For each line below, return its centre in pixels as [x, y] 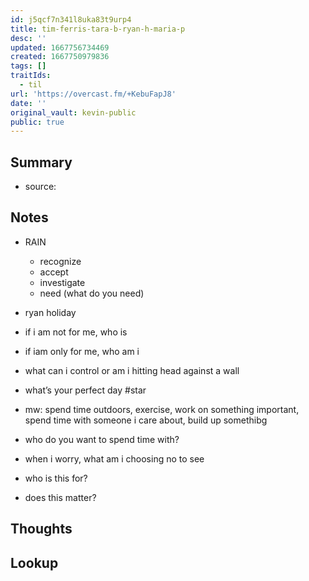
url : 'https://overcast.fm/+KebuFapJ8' [93, 94]
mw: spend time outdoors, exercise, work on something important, [162, 409]
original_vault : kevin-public [73, 112]
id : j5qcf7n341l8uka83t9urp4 [71, 19]
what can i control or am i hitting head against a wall [132, 370]
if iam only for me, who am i [82, 351]
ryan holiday [50, 312]
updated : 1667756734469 [60, 47]
